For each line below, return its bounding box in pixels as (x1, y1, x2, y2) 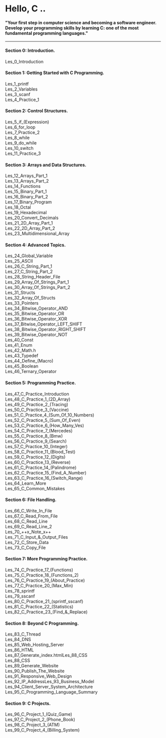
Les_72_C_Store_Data (5, 539, 49, 545)
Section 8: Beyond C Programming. (5, 620, 79, 626)
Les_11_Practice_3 (5, 150, 41, 156)
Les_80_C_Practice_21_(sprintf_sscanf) (5, 599, 83, 604)
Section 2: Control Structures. (5, 108, 68, 114)
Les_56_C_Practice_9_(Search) (5, 438, 67, 444)
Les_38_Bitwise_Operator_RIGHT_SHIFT (5, 326, 86, 332)
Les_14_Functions (5, 184, 41, 189)
